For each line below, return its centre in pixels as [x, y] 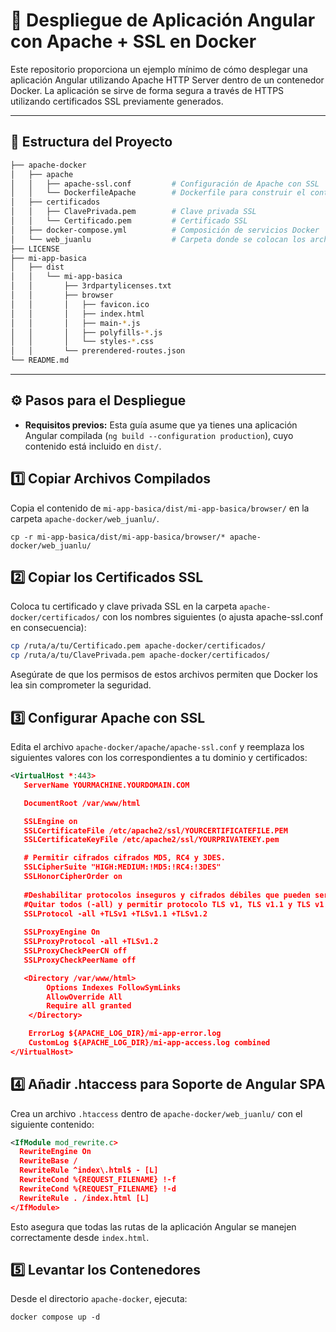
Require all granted [89, 1006]
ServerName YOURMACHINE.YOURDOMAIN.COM [106, 785]
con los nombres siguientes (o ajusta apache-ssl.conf [213, 617]
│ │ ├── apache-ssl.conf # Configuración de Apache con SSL [165, 184]
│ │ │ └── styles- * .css [82, 342]
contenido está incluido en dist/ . [93, 446]
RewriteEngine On [55, 1152]
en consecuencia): [48, 628]
